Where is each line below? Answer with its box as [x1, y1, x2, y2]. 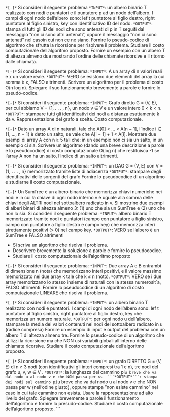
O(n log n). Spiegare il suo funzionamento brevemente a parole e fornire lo [5, 85, 161, 91]
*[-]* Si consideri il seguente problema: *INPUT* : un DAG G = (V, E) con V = [5, 163, 163, 169]
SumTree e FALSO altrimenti [5, 232, 64, 238]
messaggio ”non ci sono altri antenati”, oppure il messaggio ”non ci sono [5, 32, 157, 37]
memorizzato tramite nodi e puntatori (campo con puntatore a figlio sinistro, [5, 216, 164, 222]
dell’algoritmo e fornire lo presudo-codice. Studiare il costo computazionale [5, 401, 163, 406]
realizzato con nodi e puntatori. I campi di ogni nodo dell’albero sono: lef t [5, 305, 159, 311]
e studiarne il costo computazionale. [5, 179, 81, 185]
